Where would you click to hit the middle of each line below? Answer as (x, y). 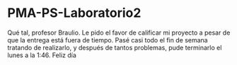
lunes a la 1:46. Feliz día (42, 55)
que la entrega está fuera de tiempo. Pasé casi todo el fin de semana (108, 40)
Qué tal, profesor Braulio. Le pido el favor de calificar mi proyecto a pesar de (119, 32)
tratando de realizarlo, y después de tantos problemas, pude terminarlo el (115, 47)
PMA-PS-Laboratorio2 (74, 13)
